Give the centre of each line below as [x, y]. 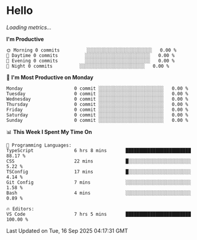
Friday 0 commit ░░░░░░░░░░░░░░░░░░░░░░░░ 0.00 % [97, 110]
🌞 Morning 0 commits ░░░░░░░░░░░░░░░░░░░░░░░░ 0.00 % [92, 50]
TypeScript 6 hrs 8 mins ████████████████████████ [98, 150]
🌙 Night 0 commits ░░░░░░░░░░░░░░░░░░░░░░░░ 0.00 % [88, 66]
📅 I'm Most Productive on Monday [50, 77]
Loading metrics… [29, 27]
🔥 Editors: [20, 209]
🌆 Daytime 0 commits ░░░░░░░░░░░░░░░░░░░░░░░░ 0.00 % [90, 55]
